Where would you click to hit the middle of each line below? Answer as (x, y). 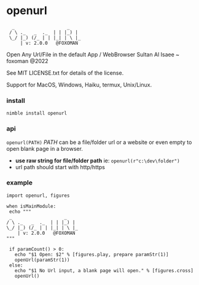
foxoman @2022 (27, 61)
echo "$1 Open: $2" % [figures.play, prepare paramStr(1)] (92, 254)
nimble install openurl (37, 113)
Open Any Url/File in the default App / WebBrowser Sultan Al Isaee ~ (93, 54)
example (19, 183)
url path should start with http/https (60, 167)
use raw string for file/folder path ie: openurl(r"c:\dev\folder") (97, 161)
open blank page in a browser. (45, 148)
